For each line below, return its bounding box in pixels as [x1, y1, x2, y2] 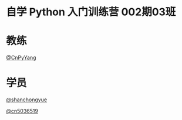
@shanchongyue [6, 96, 48, 103]
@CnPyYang [6, 54, 36, 61]
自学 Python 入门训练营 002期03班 [6, 5, 176, 19]
